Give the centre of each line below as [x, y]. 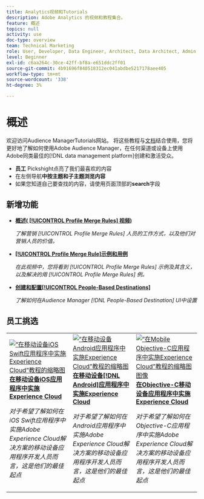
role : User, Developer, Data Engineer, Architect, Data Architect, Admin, [103, 52]
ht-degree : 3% [24, 86]
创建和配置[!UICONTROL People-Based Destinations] [83, 287]
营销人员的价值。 [36, 241]
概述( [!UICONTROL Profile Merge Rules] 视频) [73, 220]
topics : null [23, 29]
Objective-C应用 [160, 426]
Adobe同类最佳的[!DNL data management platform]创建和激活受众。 [92, 155]
